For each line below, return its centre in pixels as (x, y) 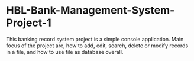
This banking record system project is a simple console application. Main (95, 39)
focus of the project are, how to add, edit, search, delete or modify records (97, 46)
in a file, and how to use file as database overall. (65, 52)
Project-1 (29, 23)
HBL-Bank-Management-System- (90, 10)
